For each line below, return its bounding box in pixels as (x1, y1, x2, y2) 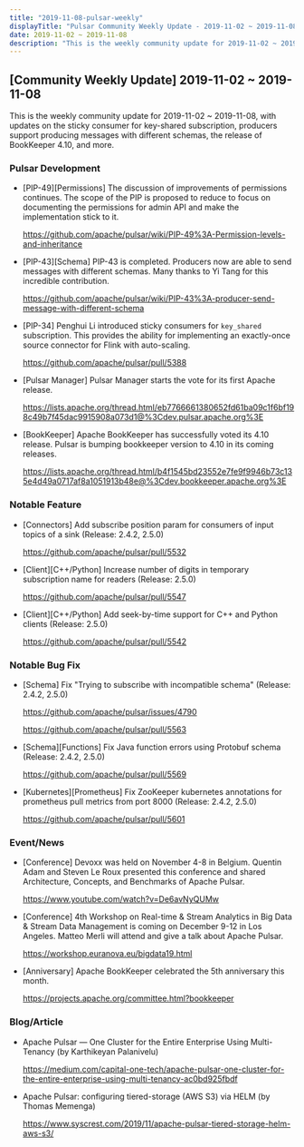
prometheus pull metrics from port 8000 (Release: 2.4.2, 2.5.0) (22, 796, 258, 807)
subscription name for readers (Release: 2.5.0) (22, 573, 196, 584)
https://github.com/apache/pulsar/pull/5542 (22, 636, 187, 647)
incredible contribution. (22, 276, 110, 287)
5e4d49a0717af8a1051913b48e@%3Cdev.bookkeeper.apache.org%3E (22, 475, 287, 486)
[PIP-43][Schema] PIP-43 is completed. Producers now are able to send (22, 256, 292, 268)
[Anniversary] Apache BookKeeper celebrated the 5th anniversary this (22, 966, 285, 976)
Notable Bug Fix (9, 659, 81, 672)
